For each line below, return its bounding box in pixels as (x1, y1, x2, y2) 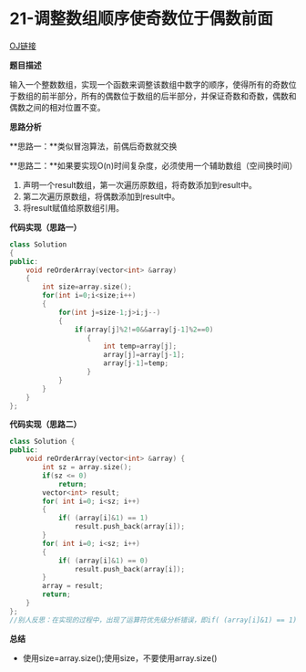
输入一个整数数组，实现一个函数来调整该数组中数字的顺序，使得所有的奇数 (9, 79, 289, 89)
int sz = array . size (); (42, 463, 132, 472)
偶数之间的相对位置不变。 (9, 101, 106, 112)
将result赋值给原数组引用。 (22, 202, 125, 213)
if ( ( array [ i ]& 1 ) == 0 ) (57, 556, 148, 565)
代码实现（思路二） (9, 419, 82, 430)
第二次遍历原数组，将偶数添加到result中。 (22, 191, 180, 202)
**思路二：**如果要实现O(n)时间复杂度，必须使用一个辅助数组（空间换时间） (9, 160, 298, 171)
